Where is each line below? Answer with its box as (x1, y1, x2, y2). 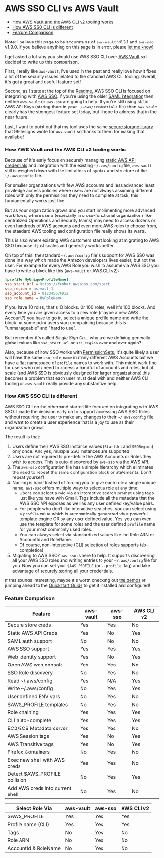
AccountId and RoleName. (19, 536, 72, 542)
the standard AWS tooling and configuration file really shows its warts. (5, 228, 146, 234)
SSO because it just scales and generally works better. (5, 243, 115, 249)
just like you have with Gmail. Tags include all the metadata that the (19, 495, 155, 501)
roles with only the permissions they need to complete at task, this (5, 193, 139, 198)
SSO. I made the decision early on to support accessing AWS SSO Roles (5, 408, 150, 414)
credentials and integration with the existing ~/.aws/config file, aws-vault (5, 162, 152, 169)
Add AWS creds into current (7, 785, 72, 792)
